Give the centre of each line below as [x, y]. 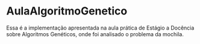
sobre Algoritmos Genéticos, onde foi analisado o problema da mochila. [95, 34]
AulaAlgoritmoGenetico [67, 11]
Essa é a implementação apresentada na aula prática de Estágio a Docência [100, 28]
